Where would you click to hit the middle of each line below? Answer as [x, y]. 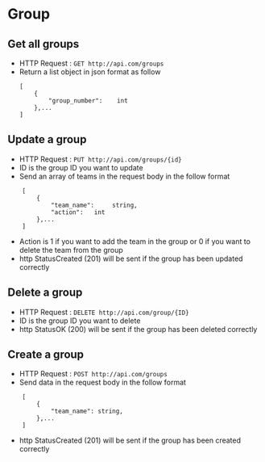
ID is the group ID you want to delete [80, 321]
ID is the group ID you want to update [81, 167]
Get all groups [43, 44]
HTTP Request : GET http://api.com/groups [91, 63]
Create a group [46, 355]
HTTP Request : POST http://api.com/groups [93, 374]
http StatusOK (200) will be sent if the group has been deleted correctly [138, 329]
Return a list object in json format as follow [90, 72]
